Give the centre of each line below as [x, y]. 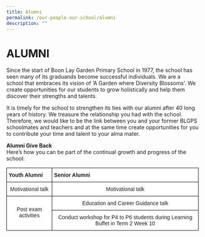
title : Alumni [24, 12]
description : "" [27, 23]
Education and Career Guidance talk [125, 203]
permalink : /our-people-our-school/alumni [61, 18]
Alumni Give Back [29, 146]
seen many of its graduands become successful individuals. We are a [94, 77]
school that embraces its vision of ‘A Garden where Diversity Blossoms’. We [101, 83]
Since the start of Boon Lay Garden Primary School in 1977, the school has [99, 70]
